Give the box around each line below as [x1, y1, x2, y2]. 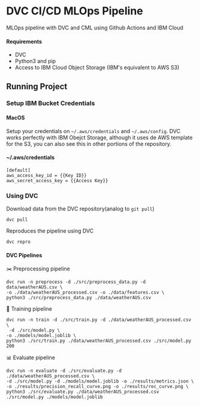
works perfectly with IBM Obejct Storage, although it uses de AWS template [6, 134, 193, 141]
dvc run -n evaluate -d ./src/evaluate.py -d [6, 368, 122, 374]
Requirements [6, 38, 43, 45]
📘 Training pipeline [6, 305, 53, 312]
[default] [6, 167, 31, 173]
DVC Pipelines [6, 251, 43, 258]
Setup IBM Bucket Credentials [6, 99, 95, 107]
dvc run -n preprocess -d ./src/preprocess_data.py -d [6, 279, 146, 285]
